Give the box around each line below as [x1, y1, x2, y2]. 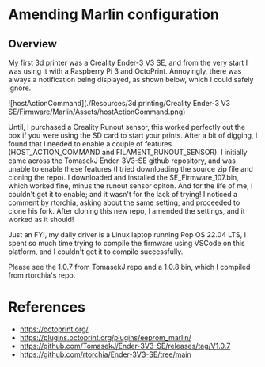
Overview [8, 37, 58, 51]
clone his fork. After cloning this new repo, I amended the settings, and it [8, 206, 245, 215]
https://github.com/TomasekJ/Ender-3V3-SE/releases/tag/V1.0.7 [19, 341, 231, 350]
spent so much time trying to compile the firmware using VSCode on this [8, 239, 245, 248]
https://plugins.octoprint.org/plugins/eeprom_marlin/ [19, 332, 191, 342]
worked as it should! [8, 215, 74, 224]
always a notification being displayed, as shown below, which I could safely [8, 75, 254, 84]
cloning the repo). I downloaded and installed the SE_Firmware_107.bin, [8, 172, 239, 182]
